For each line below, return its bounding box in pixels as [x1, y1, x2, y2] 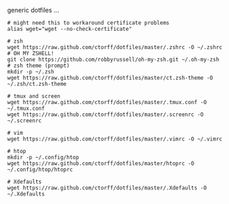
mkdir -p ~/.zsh [7, 68, 54, 75]
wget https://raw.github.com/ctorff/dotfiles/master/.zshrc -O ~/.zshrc [7, 44, 223, 51]
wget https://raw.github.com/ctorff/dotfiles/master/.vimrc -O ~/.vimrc [7, 136, 223, 143]
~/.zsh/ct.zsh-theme [7, 80, 68, 87]
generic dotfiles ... [7, 6, 59, 14]
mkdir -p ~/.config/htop [7, 154, 79, 161]
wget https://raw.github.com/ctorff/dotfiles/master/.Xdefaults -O [7, 184, 207, 191]
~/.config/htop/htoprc [7, 166, 73, 173]
